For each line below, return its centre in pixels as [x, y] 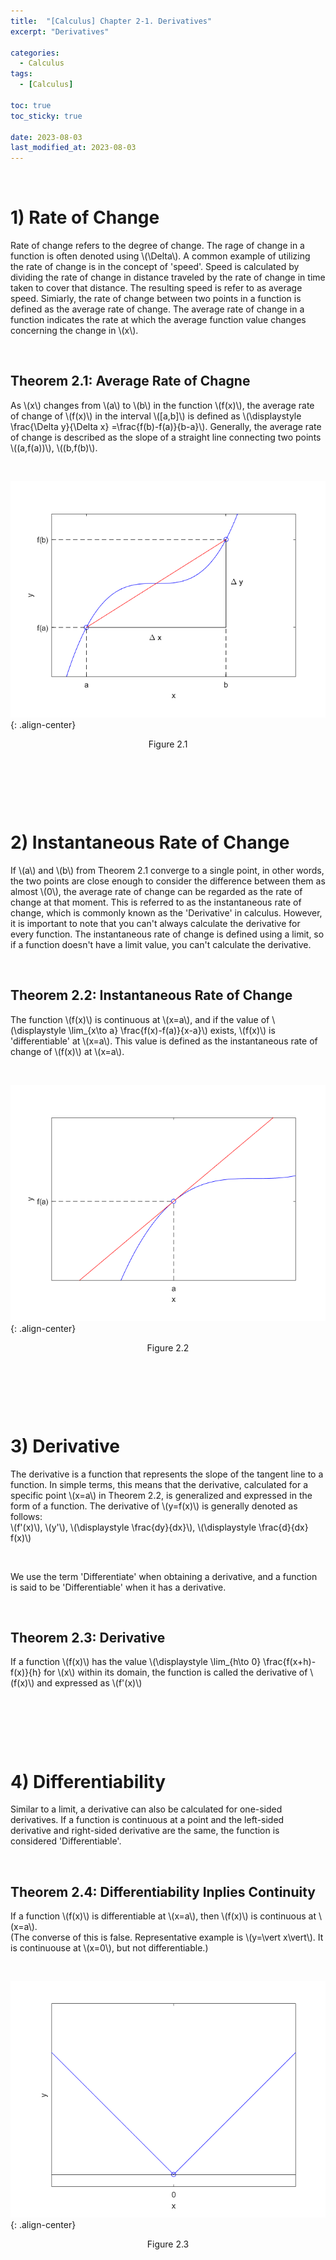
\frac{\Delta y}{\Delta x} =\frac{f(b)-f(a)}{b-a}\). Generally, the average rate [166, 426]
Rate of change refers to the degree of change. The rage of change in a [157, 246]
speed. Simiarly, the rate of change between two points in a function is [156, 299]
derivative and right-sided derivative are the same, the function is [145, 1831]
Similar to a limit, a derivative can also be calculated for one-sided [146, 1809]
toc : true [31, 105]
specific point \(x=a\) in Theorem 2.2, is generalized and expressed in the [161, 1495]
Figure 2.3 [168, 2244]
